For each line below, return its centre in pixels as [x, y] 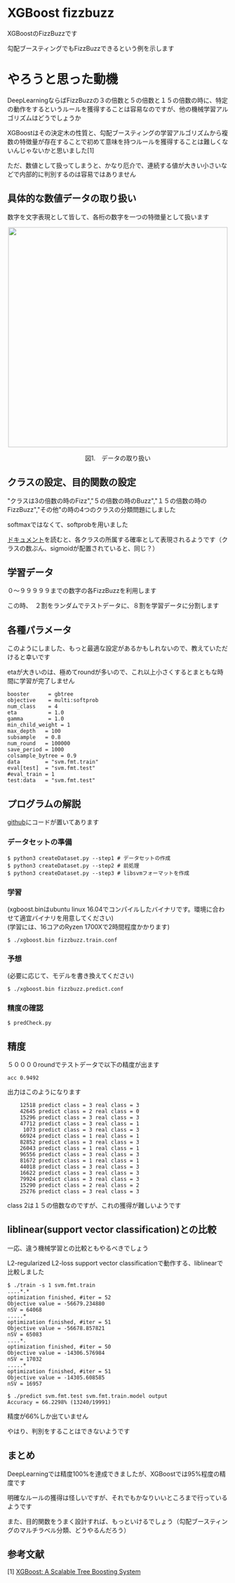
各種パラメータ [40, 630]
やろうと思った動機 [63, 80]
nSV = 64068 [25, 1310]
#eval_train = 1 [31, 775]
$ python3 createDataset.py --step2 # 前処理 [73, 866]
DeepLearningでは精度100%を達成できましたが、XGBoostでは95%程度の [114, 1474]
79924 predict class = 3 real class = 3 [80, 1179]
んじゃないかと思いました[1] [54, 150]
